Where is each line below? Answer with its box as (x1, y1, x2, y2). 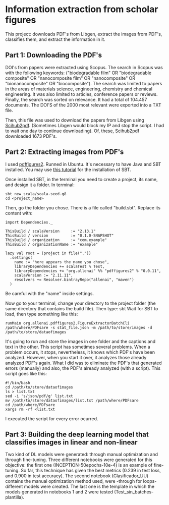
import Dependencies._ (5, 219, 53, 225)
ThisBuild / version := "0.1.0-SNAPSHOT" (5, 233, 114, 238)
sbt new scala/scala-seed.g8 (5, 191, 67, 196)
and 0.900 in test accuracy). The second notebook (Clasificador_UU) (5, 473, 149, 479)
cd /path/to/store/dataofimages (5, 384, 73, 389)
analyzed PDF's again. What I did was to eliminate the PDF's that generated (5, 360, 162, 366)
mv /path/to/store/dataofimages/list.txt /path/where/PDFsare (5, 398, 139, 403)
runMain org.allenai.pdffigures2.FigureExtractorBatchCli (5, 320, 130, 326)
